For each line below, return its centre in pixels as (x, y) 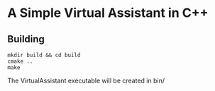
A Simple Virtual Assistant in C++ (108, 13)
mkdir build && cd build (44, 55)
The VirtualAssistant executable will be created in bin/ (86, 80)
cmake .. (20, 61)
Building (26, 39)
